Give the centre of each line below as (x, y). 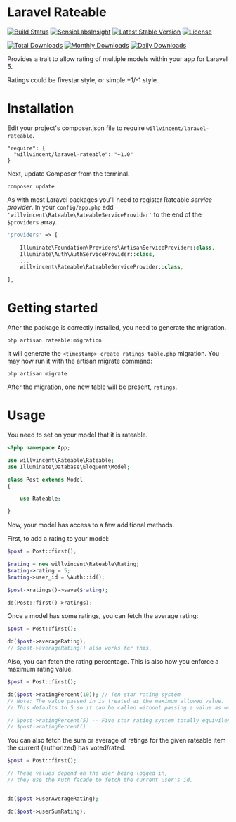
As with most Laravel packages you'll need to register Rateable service (110, 199)
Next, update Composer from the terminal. (68, 174)
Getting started (53, 308)
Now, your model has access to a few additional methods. (91, 525)
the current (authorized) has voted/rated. (67, 748)
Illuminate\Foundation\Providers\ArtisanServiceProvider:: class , (118, 248)
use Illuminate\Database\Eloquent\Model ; (69, 467)
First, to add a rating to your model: (58, 539)
